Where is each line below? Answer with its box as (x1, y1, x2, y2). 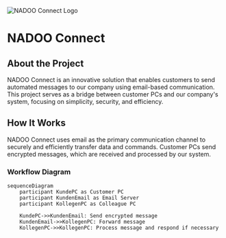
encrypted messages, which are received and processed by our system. (7, 150, 211, 158)
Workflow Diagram (7, 167, 71, 176)
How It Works (7, 117, 66, 129)
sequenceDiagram (7, 183, 53, 189)
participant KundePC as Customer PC (19, 189, 125, 196)
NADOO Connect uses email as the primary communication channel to (7, 135, 206, 144)
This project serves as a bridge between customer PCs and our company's (7, 90, 219, 98)
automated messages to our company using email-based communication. (7, 83, 215, 91)
